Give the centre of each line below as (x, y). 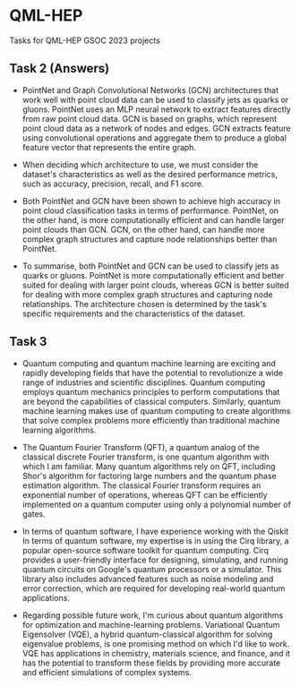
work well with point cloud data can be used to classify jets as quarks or (155, 99)
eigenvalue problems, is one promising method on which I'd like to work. (156, 643)
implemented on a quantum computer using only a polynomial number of (156, 504)
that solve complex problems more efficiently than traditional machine (151, 420)
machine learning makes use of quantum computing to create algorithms (156, 411)
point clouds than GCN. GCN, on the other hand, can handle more (143, 229)
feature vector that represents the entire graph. (109, 147)
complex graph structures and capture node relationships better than (150, 239)
